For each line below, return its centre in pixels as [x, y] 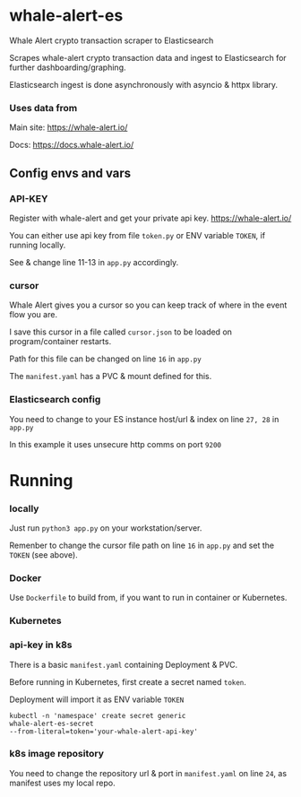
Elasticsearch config [55, 400]
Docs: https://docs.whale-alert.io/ [72, 145]
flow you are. [34, 315]
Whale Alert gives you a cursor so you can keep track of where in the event [148, 305]
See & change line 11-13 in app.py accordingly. [94, 262]
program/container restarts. [60, 342]
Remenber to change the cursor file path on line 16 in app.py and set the [142, 545]
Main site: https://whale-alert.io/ [69, 127]
